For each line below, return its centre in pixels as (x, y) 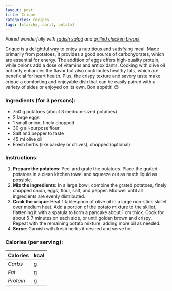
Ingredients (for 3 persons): (41, 101)
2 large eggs (26, 117)
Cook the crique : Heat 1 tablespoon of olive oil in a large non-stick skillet (90, 201)
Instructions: (22, 158)
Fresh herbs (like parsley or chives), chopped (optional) (71, 144)
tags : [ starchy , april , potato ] (40, 24)
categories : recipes (27, 20)
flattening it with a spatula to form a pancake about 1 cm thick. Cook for (88, 212)
